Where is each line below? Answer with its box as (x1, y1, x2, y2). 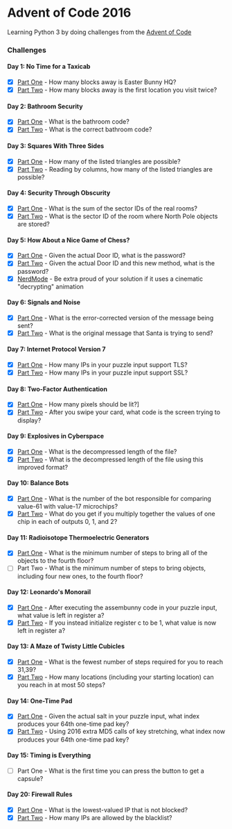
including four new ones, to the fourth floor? (17, 572, 143, 580)
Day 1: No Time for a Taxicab (7, 63, 91, 71)
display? (17, 416, 42, 425)
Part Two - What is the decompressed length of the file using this (17, 455, 204, 463)
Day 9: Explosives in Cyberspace (7, 432, 105, 441)
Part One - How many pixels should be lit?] (17, 400, 140, 409)
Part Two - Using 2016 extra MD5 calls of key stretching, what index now (17, 728, 226, 736)
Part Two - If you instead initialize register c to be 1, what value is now (17, 618, 217, 627)
